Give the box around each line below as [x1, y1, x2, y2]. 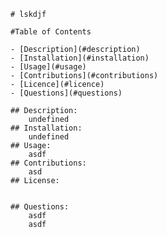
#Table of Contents [10, 27, 92, 37]
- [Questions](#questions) [10, 88, 123, 98]
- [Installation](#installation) [10, 53, 150, 63]
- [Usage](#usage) [10, 62, 87, 72]
